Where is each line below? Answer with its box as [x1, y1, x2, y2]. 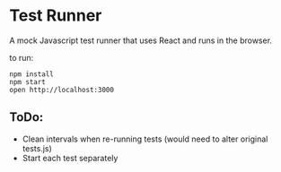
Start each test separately [22, 152, 119, 163]
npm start [9, 77, 47, 86]
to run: [9, 52, 34, 63]
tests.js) [22, 142, 52, 153]
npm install [9, 69, 54, 79]
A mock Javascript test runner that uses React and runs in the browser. [9, 35, 272, 46]
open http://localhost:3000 [9, 85, 115, 94]
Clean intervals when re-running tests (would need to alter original [22, 133, 268, 144]
